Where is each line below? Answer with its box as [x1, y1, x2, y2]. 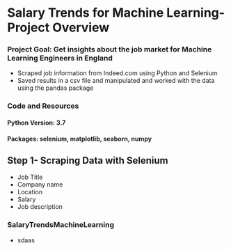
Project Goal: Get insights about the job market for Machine [7, 45, 212, 54]
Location [17, 188, 43, 196]
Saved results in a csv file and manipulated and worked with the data [17, 77, 215, 85]
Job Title [17, 173, 43, 182]
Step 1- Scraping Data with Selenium [7, 155, 168, 166]
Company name [17, 180, 63, 189]
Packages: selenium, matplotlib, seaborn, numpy [7, 134, 152, 143]
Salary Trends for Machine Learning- [7, 5, 225, 21]
